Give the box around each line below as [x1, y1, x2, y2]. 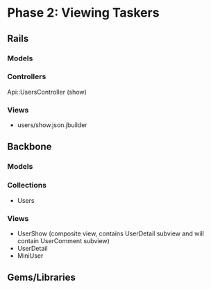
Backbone [7, 141, 52, 153]
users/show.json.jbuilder [17, 121, 88, 129]
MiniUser [17, 251, 44, 260]
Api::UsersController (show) [7, 88, 87, 96]
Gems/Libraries [7, 272, 76, 283]
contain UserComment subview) [17, 237, 110, 245]
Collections [7, 181, 47, 190]
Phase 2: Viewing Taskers [7, 5, 160, 21]
